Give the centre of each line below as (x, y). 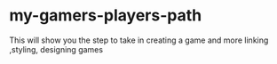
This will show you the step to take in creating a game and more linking (139, 40)
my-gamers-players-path (106, 16)
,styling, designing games (56, 49)
